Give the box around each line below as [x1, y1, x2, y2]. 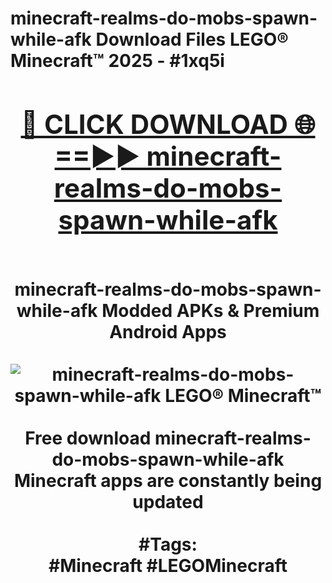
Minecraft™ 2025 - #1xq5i [10, 50, 225, 72]
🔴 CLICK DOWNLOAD [20, 107, 288, 141]
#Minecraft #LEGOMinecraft [48, 554, 288, 577]
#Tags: [138, 533, 198, 556]
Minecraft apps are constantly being [13, 469, 323, 492]
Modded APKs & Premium [101, 299, 320, 322]
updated [132, 490, 204, 513]
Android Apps [109, 320, 227, 343]
